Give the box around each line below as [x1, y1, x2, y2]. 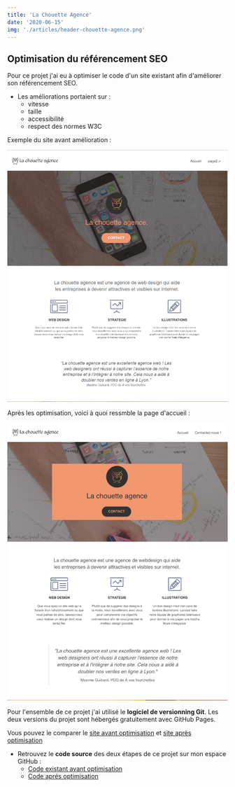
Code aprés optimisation [27, 772, 99, 780]
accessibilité [27, 115, 64, 123]
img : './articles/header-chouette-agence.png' [7, 26, 145, 33]
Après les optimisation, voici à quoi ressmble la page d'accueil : [7, 409, 190, 417]
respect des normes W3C [27, 123, 103, 131]
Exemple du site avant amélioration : [7, 136, 112, 144]
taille [27, 107, 42, 116]
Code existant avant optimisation [27, 764, 123, 773]
